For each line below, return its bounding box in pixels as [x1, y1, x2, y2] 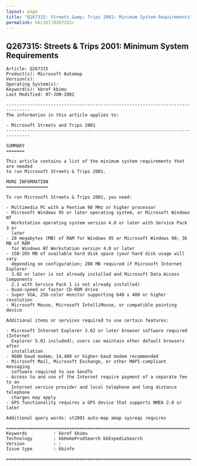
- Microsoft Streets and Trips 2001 [6, 123, 96, 129]
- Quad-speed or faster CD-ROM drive [6, 287, 98, 293]
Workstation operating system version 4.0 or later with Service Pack [11, 220, 188, 226]
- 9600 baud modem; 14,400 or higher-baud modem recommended [6, 353, 159, 360]
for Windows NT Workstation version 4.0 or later [11, 246, 135, 252]
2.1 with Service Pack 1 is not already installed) [11, 282, 141, 288]
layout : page [6, 8, 38, 15]
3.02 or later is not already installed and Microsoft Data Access [11, 271, 180, 278]
